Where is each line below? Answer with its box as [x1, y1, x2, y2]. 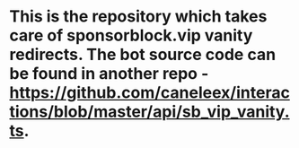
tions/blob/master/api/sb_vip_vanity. [9, 101, 290, 122]
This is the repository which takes [9, 6, 268, 27]
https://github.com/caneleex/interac [9, 83, 290, 103]
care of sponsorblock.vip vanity [9, 25, 253, 46]
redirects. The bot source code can [9, 45, 277, 65]
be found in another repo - [9, 64, 209, 84]
